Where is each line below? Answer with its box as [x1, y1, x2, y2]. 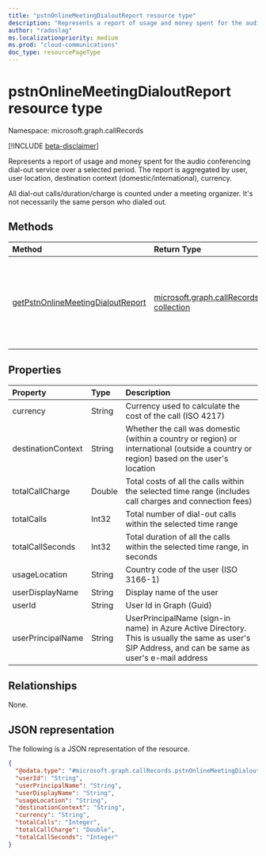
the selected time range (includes [125, 486, 251, 497]
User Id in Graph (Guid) [125, 600, 212, 611]
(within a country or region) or [125, 433, 237, 444]
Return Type [154, 244, 202, 255]
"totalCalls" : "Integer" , [15, 819, 101, 827]
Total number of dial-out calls [125, 509, 237, 520]
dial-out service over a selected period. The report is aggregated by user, [8, 164, 248, 175]
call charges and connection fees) [125, 495, 253, 506]
